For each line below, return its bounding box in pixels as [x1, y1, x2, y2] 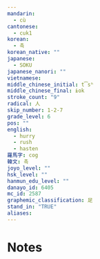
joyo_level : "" [7, 164, 51, 172]
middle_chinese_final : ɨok [7, 87, 85, 94]
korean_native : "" [7, 49, 60, 56]
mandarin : [7, 10, 36, 17]
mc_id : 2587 [7, 190, 41, 197]
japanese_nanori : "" [7, 68, 67, 75]
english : [7, 126, 32, 133]
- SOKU [13, 62, 32, 69]
